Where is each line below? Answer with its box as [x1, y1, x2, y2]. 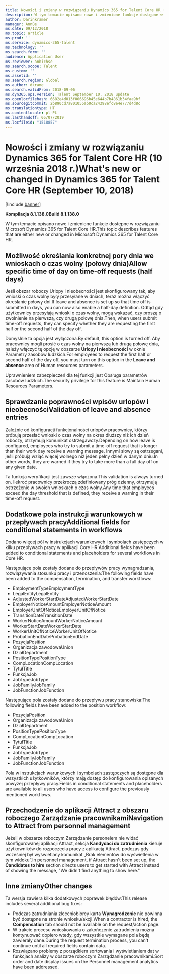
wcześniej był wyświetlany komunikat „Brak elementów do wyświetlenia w [5, 851, 159, 857]
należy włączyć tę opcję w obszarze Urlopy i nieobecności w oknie [5, 346, 146, 352]
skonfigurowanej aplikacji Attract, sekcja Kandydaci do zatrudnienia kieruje [5, 840, 163, 846]
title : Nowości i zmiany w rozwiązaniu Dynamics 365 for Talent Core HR [5, 7, 161, 13]
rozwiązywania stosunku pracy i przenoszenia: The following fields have [5, 570, 154, 576]
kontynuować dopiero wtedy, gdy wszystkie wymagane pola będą [12, 932, 150, 938]
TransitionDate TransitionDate [12, 612, 73, 618]
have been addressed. [12, 964, 59, 970]
